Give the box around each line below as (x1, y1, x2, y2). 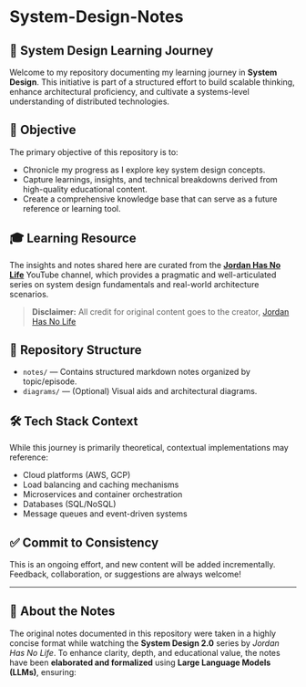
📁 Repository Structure (9, 342, 142, 358)
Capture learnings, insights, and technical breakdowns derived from (22, 173, 278, 184)
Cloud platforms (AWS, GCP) (22, 470, 131, 481)
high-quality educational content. (22, 183, 148, 194)
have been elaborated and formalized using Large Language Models (9, 657, 271, 668)
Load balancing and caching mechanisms (22, 479, 179, 490)
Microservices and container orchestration (22, 489, 183, 500)
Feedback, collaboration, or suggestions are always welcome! (9, 568, 241, 580)
